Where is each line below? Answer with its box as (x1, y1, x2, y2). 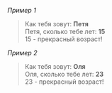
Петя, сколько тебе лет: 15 (24, 28, 106, 35)
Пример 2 (7, 49, 38, 57)
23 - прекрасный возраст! (24, 77, 104, 86)
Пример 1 (7, 6, 37, 14)
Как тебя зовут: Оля (24, 62, 86, 70)
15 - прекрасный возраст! (24, 35, 103, 43)
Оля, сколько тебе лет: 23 (24, 70, 104, 78)
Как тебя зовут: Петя (24, 20, 89, 28)
